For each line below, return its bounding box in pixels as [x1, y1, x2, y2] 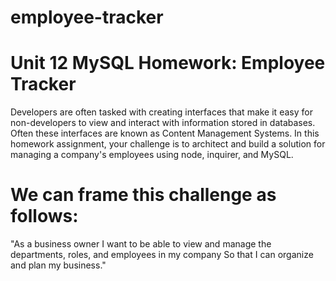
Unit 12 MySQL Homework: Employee [10, 52, 326, 75]
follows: [10, 205, 79, 228]
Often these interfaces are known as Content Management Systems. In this [10, 127, 320, 140]
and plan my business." [10, 259, 107, 271]
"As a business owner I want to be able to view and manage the [10, 238, 272, 250]
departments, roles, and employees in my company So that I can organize [10, 249, 314, 261]
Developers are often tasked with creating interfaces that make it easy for [10, 106, 313, 118]
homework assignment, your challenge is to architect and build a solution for [10, 138, 326, 150]
